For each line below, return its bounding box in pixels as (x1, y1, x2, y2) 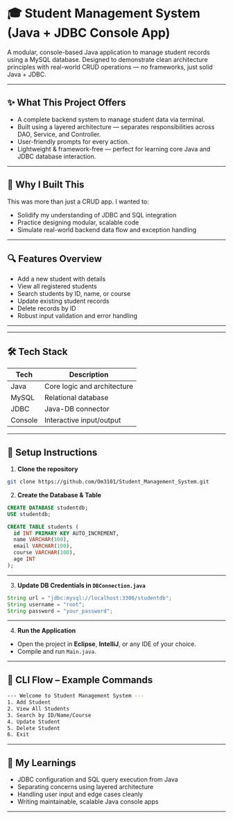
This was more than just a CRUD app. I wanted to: (7, 197, 149, 206)
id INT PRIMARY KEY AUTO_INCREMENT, (13, 529, 119, 537)
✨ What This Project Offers (7, 97, 126, 108)
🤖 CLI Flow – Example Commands (7, 674, 153, 686)
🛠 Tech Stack (7, 345, 68, 358)
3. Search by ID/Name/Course (7, 711, 92, 719)
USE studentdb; (7, 511, 51, 518)
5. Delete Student (7, 725, 60, 731)
